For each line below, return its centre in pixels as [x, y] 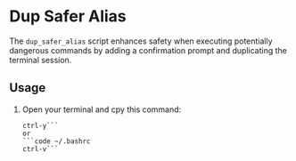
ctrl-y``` [41, 125]
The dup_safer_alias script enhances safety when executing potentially [141, 41]
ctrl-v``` [41, 149]
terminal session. [41, 60]
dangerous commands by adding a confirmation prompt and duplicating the [148, 50]
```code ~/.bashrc [56, 141]
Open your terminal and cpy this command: [102, 109]
